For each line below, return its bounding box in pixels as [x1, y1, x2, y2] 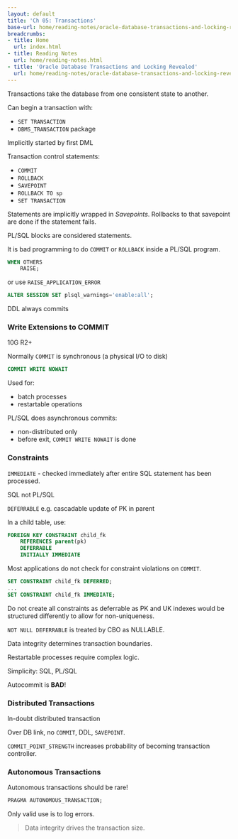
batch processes [17, 392, 67, 401]
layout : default [7, 10, 55, 18]
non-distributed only [17, 428, 78, 436]
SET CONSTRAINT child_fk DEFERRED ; [7, 578, 113, 585]
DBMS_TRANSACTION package [17, 124, 96, 133]
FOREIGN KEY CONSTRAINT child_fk [7, 531, 106, 538]
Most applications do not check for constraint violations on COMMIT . [7, 564, 202, 573]
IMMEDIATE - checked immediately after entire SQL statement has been [7, 469, 212, 477]
